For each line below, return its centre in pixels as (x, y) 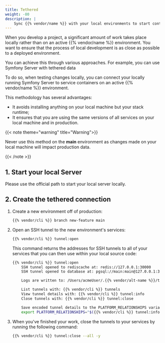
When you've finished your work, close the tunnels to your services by (83, 321)
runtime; (21, 112)
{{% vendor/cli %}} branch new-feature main (58, 220)
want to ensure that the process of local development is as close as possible (82, 48)
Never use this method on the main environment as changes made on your (81, 142)
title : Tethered (22, 10)
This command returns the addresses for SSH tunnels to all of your (80, 248)
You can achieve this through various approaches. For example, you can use (82, 63)
